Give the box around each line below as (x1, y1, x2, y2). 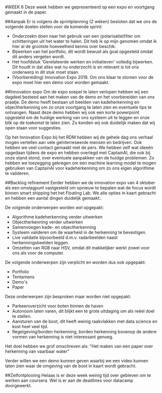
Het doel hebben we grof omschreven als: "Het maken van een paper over (5, 344, 153, 349)
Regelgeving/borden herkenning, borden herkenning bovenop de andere (12, 329, 157, 334)
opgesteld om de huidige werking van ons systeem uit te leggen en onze (5, 115, 150, 120)
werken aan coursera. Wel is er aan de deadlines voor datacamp (5, 377, 133, 383)
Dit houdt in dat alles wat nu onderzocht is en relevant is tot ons (12, 64, 139, 70)
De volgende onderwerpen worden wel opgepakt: (5, 204, 104, 210)
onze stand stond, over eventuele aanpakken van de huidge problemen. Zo (5, 155, 155, 160)
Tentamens (12, 274, 35, 280)
